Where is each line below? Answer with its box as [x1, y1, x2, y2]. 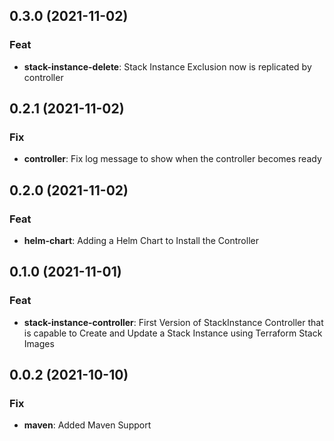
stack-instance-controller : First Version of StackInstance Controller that [23, 316, 324, 328]
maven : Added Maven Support [23, 419, 152, 431]
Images [23, 337, 55, 349]
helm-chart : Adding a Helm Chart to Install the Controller [23, 235, 259, 247]
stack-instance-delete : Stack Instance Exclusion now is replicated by [23, 60, 312, 73]
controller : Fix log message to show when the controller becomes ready [23, 153, 322, 165]
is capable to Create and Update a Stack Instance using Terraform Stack [23, 327, 323, 339]
